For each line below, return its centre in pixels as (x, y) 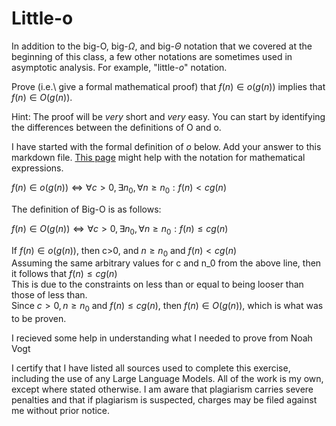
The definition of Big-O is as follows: (86, 209)
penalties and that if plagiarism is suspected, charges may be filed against (164, 400)
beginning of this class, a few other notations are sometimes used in (152, 56)
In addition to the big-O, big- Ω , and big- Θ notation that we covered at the (162, 46)
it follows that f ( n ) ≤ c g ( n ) (64, 274)
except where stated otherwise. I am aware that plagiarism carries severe (162, 389)
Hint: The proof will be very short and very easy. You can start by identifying (168, 116)
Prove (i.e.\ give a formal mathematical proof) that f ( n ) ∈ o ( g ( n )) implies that (168, 86)
